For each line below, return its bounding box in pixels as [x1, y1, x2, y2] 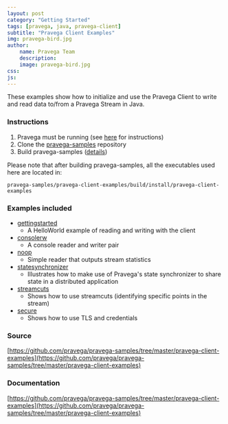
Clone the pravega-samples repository [16, 140, 127, 148]
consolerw [16, 233, 47, 241]
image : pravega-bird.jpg [19, 61, 91, 68]
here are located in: [7, 168, 62, 176]
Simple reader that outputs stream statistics [27, 255, 151, 263]
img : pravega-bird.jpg [7, 36, 72, 43]
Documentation [7, 379, 60, 388]
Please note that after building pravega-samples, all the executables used [7, 161, 215, 169]
